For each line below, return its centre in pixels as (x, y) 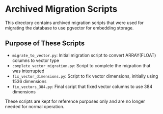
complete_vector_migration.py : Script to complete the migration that (81, 65)
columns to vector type (36, 60)
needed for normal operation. (35, 106)
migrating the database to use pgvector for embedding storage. (69, 28)
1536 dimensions (29, 81)
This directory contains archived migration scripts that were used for (74, 23)
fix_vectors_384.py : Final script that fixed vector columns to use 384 (82, 86)
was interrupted (28, 71)
